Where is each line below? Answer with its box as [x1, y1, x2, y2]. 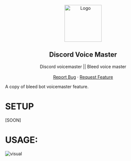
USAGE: [5, 134, 38, 145]
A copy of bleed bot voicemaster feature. [5, 83, 89, 90]
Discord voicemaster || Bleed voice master [40, 64, 127, 69]
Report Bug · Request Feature [53, 74, 113, 80]
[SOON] [5, 117, 21, 123]
